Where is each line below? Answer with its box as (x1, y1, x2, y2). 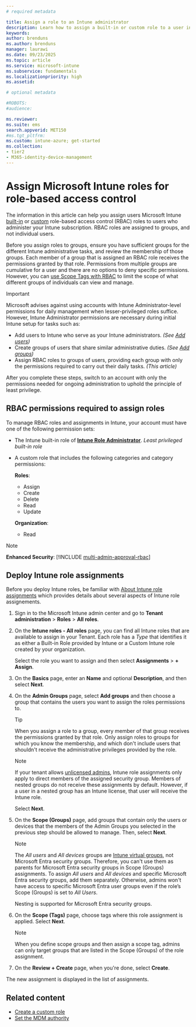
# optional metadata (6, 90, 57, 95)
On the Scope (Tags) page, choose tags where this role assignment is (14, 912, 183, 919)
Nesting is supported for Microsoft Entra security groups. (14, 900, 152, 907)
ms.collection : (6, 144, 43, 149)
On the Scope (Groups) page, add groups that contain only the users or (14, 817, 187, 824)
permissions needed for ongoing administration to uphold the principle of (6, 380, 182, 387)
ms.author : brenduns (6, 41, 57, 47)
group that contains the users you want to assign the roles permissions (14, 698, 185, 706)
